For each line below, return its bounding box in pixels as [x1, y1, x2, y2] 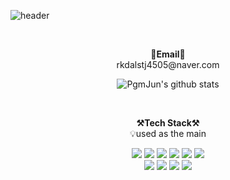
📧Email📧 [150, 48, 186, 60]
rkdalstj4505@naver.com [116, 59, 220, 70]
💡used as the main [129, 128, 207, 139]
